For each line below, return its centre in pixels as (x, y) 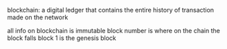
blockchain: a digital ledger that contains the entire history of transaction (111, 10)
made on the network (38, 17)
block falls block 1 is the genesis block (62, 38)
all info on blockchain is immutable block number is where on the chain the (113, 31)
